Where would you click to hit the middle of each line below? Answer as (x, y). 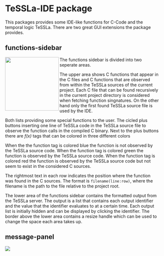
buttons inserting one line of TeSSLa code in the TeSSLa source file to (76, 125)
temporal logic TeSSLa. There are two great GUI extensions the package (78, 27)
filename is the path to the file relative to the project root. (62, 186)
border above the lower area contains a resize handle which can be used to (81, 216)
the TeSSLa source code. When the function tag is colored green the (74, 150)
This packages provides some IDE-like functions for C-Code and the (74, 22)
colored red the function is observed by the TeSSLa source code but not (78, 161)
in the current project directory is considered (105, 95)
